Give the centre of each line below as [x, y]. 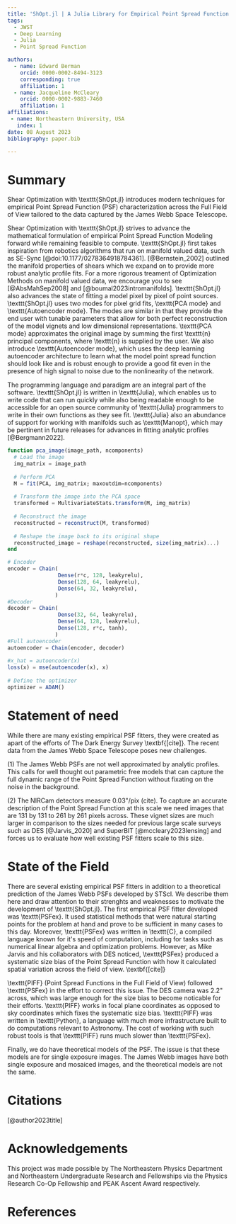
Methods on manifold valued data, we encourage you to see [95, 281]
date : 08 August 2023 [39, 132]
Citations [35, 1100]
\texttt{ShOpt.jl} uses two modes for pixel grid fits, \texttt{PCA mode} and [114, 304]
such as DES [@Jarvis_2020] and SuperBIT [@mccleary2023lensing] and [114, 830]
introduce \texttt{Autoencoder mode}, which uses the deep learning [106, 348]
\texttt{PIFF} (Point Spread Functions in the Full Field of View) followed [110, 982]
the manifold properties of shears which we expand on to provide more [111, 266]
